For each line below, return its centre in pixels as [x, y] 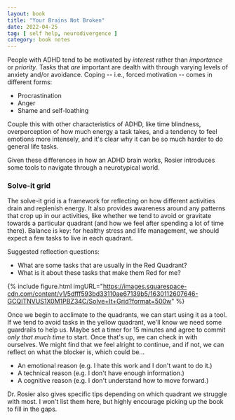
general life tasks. [33, 147]
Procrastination [39, 96]
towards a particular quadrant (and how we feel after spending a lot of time [116, 223]
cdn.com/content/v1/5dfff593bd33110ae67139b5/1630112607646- [103, 294]
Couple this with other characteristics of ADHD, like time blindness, [104, 124]
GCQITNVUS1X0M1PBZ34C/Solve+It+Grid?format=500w [89, 302]
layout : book [26, 14]
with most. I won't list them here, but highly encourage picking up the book [115, 402]
